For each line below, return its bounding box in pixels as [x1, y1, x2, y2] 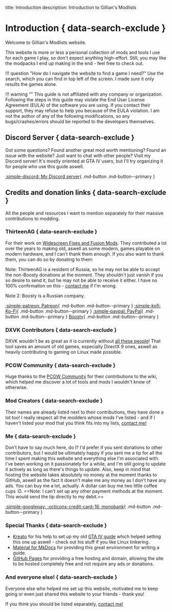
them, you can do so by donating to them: [5, 256, 94, 262]
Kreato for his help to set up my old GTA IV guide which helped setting [12, 533, 161, 539]
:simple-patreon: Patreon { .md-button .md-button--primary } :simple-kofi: [5, 302, 161, 309]
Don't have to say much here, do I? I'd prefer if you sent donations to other [5, 444, 163, 451]
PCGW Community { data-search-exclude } [5, 362, 116, 369]
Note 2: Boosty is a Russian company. [5, 293, 85, 299]
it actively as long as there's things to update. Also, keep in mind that [5, 466, 150, 473]
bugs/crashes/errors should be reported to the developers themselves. [5, 118, 155, 124]
